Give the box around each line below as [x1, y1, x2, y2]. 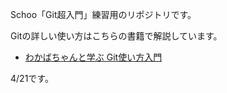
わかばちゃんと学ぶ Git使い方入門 [24, 51, 163, 63]
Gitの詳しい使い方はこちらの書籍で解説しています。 [10, 30, 223, 42]
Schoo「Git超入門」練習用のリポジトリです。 [10, 9, 197, 20]
